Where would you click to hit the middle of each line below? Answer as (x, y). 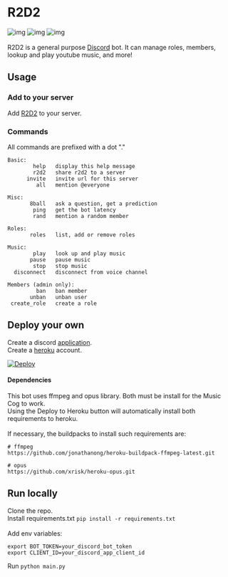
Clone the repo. (30, 511)
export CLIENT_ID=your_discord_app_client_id (76, 553)
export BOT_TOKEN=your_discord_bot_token (70, 546)
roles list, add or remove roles (82, 235)
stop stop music (60, 266)
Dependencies (30, 380)
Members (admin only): (41, 285)
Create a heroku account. (45, 350)
